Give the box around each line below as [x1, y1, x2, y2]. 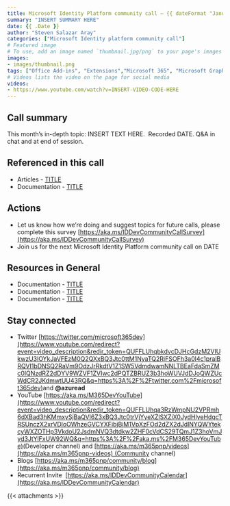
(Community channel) [114, 449, 176, 457]
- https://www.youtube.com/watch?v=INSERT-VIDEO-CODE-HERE [7, 86, 179, 93]
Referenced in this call [7, 157, 105, 168]
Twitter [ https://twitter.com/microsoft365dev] [16, 333, 146, 341]
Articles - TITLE [16, 175, 62, 184]
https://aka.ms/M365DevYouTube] [45, 391, 142, 399]
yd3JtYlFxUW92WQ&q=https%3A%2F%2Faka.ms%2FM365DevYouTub [16, 435, 221, 443]
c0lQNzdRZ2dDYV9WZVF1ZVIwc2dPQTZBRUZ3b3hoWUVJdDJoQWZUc [16, 369, 222, 377]
